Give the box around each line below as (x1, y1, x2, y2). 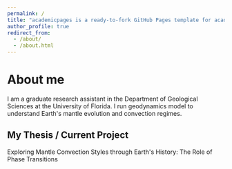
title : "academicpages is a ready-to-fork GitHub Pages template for (7, 17, 212, 23)
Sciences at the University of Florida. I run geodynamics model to (7, 101, 193, 110)
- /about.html (13, 42, 54, 49)
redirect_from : (7, 29, 51, 37)
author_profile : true (7, 23, 70, 30)
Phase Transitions (7, 155, 59, 163)
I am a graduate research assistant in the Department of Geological (7, 95, 198, 103)
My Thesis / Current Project (7, 129, 129, 141)
